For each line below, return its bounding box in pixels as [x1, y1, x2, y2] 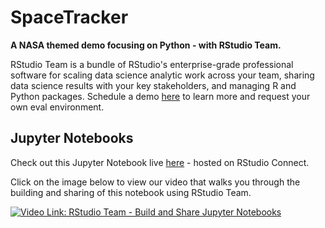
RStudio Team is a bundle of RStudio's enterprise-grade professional [10, 58, 294, 70]
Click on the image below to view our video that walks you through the [10, 176, 301, 188]
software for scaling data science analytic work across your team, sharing [10, 69, 315, 81]
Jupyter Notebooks [10, 130, 134, 147]
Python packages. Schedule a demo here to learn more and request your [10, 90, 311, 102]
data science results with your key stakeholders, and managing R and [10, 79, 297, 91]
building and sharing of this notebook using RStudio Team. [10, 186, 252, 198]
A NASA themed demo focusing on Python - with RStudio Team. [10, 39, 282, 51]
